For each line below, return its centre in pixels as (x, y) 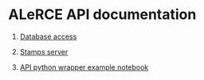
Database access (48, 36)
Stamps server (44, 51)
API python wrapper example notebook (84, 67)
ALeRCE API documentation (102, 15)
